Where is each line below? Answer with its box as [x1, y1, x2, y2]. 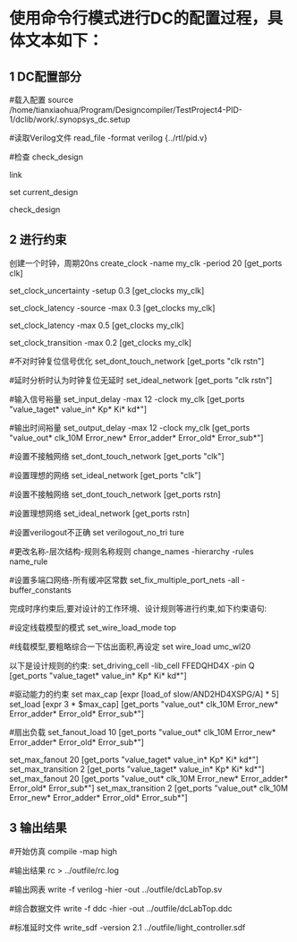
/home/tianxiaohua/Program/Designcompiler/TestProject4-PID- [9, 105, 243, 115]
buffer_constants [9, 584, 72, 595]
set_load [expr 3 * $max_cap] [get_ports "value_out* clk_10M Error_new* [9, 698, 279, 709]
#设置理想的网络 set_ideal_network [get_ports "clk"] [9, 469, 201, 480]
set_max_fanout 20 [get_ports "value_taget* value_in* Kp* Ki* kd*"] [9, 754, 259, 765]
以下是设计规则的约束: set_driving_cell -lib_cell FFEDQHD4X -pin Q [9, 660, 255, 671]
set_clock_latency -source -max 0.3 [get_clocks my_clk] [9, 302, 216, 313]
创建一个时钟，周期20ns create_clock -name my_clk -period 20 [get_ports [9, 257, 283, 269]
